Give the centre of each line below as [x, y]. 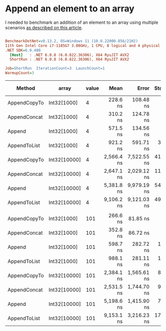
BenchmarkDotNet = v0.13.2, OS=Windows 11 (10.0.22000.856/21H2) [72, 41]
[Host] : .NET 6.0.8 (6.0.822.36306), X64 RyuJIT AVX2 [69, 55]
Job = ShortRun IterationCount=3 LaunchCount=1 [55, 68]
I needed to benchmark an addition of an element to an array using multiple [82, 22]
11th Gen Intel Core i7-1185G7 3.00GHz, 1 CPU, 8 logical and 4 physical [83, 46]
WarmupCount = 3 [20, 73]
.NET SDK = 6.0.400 [23, 50]
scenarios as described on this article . [44, 27]
